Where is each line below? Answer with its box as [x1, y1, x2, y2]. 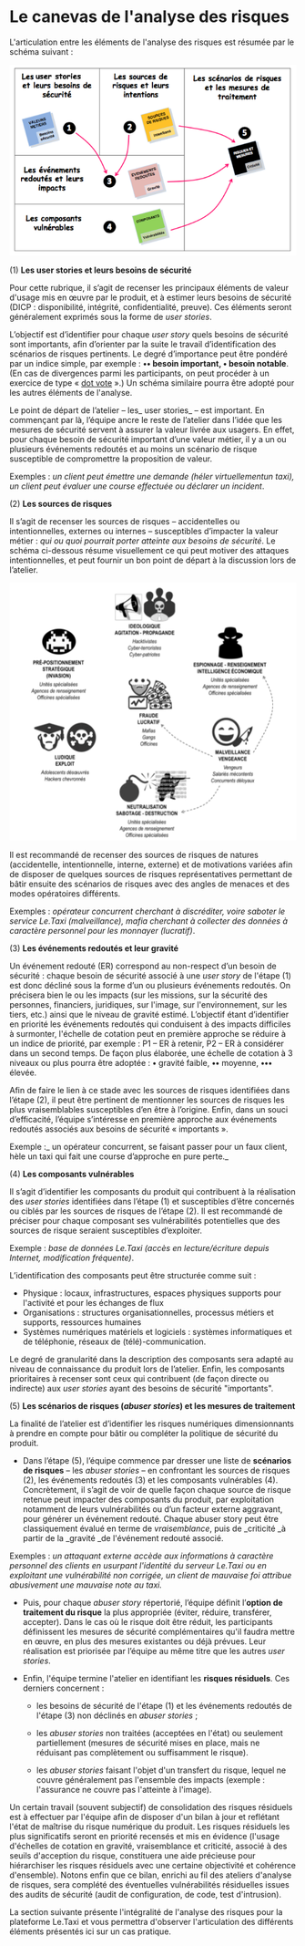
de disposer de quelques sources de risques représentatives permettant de [9, 868, 293, 879]
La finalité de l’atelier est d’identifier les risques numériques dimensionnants [9, 1418, 294, 1429]
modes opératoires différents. [9, 887, 121, 899]
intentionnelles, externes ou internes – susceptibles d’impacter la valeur [9, 526, 280, 537]
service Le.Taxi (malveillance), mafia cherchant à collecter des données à [9, 915, 289, 926]
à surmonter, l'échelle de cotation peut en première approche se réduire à [9, 1028, 287, 1039]
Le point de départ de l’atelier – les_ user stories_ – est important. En [9, 405, 265, 416]
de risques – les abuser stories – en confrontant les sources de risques [22, 1465, 290, 1475]
